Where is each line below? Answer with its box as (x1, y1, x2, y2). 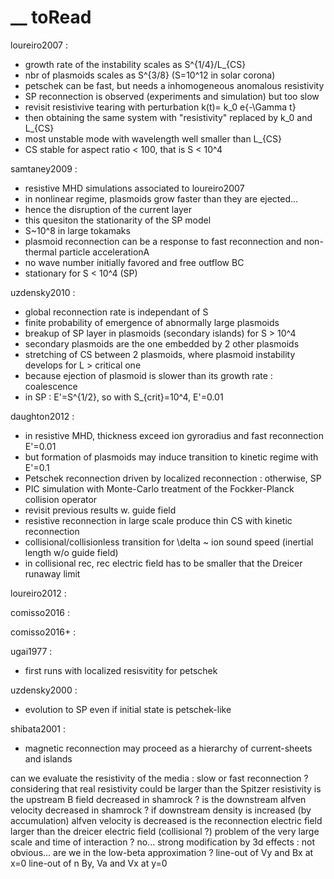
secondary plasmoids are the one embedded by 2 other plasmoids (24, 337, 300, 350)
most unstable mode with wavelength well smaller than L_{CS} (24, 132, 283, 145)
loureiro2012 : (10, 587, 67, 599)
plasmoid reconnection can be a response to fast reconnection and (24, 235, 302, 247)
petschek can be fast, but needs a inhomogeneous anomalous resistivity (24, 79, 325, 91)
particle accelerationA (58, 246, 150, 258)
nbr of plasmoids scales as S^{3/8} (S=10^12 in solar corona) (24, 69, 276, 81)
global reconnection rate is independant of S (24, 306, 209, 318)
